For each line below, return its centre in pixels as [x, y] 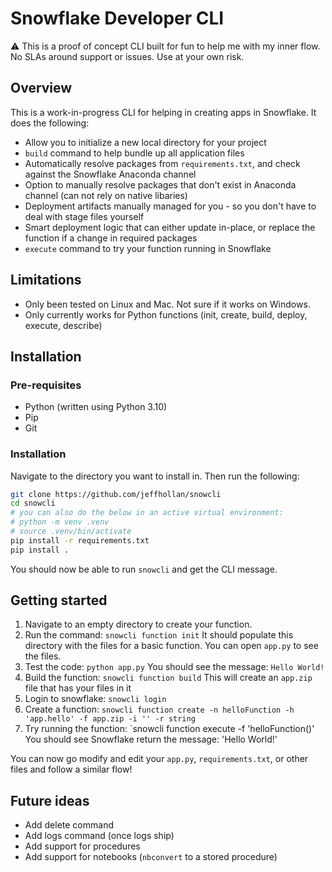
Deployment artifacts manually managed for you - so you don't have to [170, 206]
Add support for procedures [82, 846]
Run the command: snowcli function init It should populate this [159, 635]
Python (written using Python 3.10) [96, 407]
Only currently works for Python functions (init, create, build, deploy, [166, 314]
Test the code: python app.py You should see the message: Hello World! [174, 667]
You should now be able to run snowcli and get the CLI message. [144, 569]
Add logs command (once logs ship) [99, 836]
